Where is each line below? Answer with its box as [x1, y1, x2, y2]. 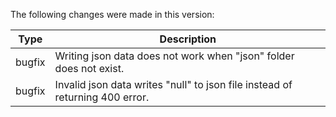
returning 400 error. [54, 90, 150, 104]
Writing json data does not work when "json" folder [54, 49, 295, 63]
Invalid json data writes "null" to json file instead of [54, 78, 293, 91]
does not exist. [54, 62, 125, 75]
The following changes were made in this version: [10, 9, 215, 20]
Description [159, 32, 217, 46]
